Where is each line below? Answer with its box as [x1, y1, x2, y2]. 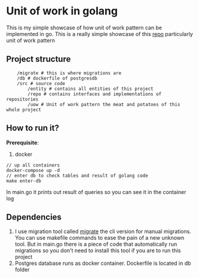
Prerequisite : [6, 139, 39, 146]
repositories [6, 96, 39, 102]
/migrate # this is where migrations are [17, 70, 121, 76]
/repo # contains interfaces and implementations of [27, 91, 162, 97]
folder [14, 266, 30, 273]
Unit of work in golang [6, 4, 118, 18]
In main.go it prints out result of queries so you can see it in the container [6, 188, 186, 195]
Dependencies [6, 211, 62, 222]
